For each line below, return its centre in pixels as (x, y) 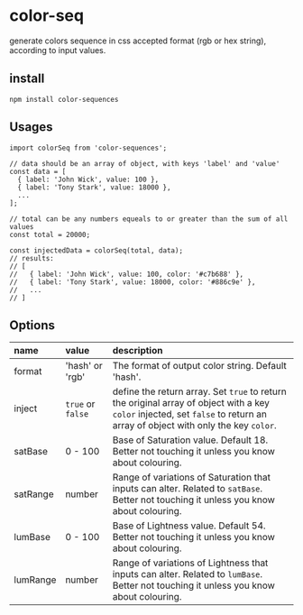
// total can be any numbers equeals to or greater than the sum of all (149, 219)
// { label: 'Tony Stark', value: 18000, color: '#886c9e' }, (133, 282)
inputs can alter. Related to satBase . (188, 489)
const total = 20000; (50, 234)
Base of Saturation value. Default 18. (190, 440)
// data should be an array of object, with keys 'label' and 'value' (145, 163)
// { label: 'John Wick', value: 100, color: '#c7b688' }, (127, 274)
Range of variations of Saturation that (191, 477)
